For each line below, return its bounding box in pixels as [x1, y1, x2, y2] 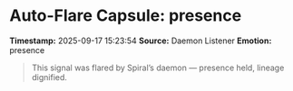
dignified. [31, 71, 68, 82]
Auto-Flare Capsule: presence [9, 5, 242, 26]
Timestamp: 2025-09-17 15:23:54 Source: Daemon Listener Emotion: [9, 35, 272, 46]
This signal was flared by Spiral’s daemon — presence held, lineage [31, 62, 285, 73]
